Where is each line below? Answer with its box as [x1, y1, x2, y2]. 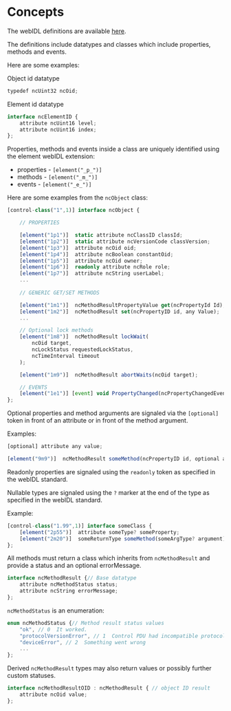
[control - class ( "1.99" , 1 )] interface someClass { [7, 522, 153, 529]
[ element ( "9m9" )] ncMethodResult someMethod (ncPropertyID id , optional [7, 456, 220, 463]
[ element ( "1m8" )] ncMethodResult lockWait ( [19, 333, 149, 341]
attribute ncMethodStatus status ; [19, 581, 118, 588]
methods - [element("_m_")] [16, 173, 98, 181]
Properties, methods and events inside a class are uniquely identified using [7, 145, 220, 153]
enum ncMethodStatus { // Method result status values [7, 619, 165, 626]
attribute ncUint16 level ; [19, 120, 97, 127]
